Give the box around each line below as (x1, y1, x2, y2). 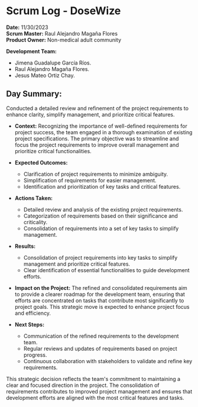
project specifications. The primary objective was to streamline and (14, 135, 179, 142)
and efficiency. (14, 309, 51, 316)
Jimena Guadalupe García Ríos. (14, 59, 92, 66)
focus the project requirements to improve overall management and (14, 141, 179, 148)
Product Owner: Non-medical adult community (6, 36, 122, 43)
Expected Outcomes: (14, 159, 68, 166)
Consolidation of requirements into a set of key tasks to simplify (23, 225, 179, 232)
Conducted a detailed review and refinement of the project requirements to (6, 105, 189, 112)
